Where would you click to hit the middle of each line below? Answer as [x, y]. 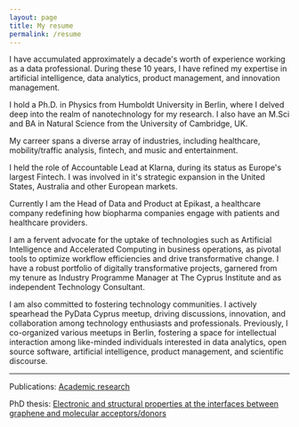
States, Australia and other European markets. [93, 187]
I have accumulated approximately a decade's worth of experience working [148, 60]
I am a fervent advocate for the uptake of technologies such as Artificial [141, 240]
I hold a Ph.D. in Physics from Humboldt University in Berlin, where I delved [147, 105]
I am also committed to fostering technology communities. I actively [133, 304]
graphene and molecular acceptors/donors [88, 414]
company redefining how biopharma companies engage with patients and [145, 213]
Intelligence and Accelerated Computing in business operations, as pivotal [145, 249]
